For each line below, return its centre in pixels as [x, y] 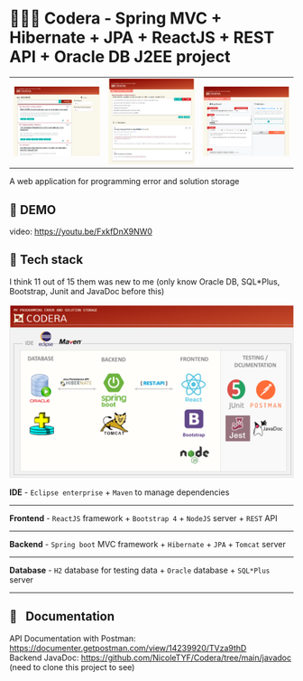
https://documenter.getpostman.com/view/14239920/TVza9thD [128, 648]
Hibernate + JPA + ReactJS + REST [142, 37]
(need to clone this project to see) [72, 667]
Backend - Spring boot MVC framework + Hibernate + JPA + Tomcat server [147, 545]
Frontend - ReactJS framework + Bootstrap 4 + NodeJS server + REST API [143, 518]
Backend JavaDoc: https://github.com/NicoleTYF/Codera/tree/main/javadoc [150, 658]
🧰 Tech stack [46, 260]
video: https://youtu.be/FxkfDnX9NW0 [81, 232]
